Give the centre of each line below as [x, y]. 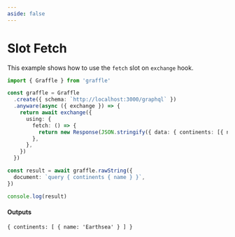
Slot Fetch [37, 48]
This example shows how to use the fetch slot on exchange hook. [100, 68]
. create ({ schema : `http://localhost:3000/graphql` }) [95, 100]
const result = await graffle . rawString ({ [70, 171]
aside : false [26, 14]
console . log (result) [37, 196]
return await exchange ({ [56, 113]
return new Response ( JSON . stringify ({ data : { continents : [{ [131, 132]
